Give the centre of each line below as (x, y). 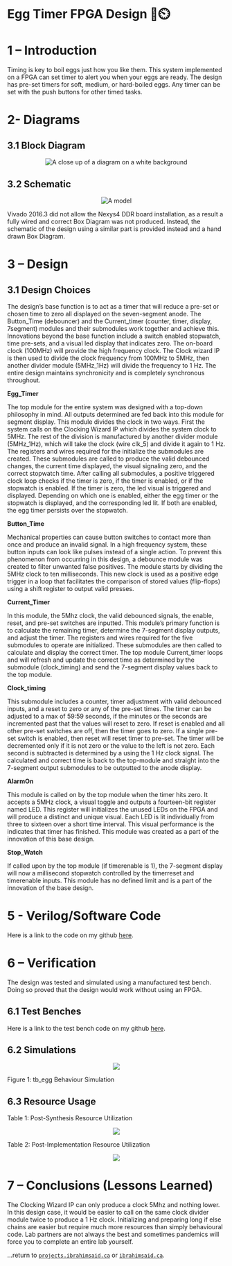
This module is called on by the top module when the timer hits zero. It (107, 794)
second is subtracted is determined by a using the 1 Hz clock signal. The (110, 753)
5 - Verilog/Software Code (84, 916)
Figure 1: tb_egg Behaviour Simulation (61, 1079)
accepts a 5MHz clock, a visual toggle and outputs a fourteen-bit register (111, 802)
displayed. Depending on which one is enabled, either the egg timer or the (113, 495)
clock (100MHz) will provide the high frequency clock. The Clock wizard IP (114, 350)
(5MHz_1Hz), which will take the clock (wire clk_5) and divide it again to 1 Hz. (116, 444)
